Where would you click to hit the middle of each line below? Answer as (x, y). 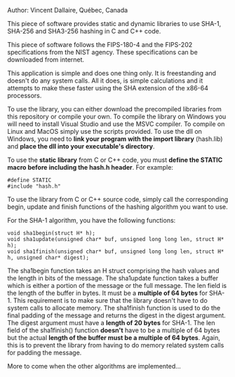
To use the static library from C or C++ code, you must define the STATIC (115, 160)
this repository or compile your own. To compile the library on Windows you (117, 116)
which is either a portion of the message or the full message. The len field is (117, 286)
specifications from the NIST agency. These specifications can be (102, 52)
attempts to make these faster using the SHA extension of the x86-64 (108, 88)
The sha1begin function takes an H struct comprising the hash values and (113, 270)
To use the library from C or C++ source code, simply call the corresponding (118, 199)
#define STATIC (29, 180)
